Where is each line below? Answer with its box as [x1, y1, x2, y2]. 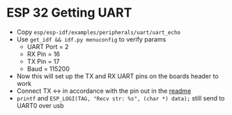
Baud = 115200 [26, 64, 70, 73]
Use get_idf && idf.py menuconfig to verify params [16, 35, 167, 43]
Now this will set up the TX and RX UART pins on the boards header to [16, 71, 219, 80]
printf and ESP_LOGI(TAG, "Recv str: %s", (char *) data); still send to [16, 94, 225, 102]
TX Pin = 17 [26, 57, 60, 65]
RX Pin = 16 [26, 50, 61, 58]
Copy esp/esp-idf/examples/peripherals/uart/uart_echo [16, 28, 180, 36]
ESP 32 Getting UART [6, 5, 132, 21]
